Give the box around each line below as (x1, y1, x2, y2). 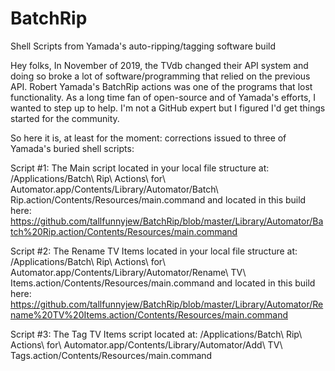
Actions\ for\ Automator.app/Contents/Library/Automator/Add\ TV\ (10, 338, 283, 351)
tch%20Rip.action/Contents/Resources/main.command (10, 225, 238, 237)
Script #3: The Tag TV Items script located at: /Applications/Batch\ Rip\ (10, 328, 303, 340)
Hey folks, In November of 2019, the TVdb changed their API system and (10, 59, 309, 71)
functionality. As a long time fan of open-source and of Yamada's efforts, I (10, 91, 316, 103)
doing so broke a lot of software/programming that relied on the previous (10, 70, 311, 82)
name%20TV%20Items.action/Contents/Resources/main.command (10, 308, 289, 321)
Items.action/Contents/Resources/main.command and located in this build (10, 277, 316, 289)
